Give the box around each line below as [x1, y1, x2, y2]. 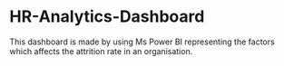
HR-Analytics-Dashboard [9, 6, 205, 27]
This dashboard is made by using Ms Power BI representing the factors [9, 36, 275, 47]
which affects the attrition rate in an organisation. [9, 45, 193, 56]
